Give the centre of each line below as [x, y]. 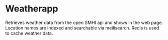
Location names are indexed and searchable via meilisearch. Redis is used [82, 27]
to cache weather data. [29, 33]
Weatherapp [32, 9]
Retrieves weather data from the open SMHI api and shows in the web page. [84, 22]
